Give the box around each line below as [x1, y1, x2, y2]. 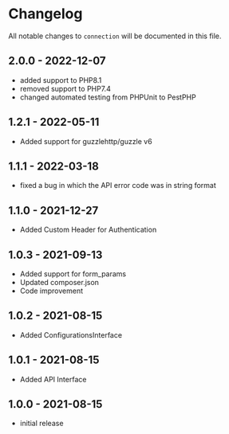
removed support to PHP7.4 [19, 84, 112, 93]
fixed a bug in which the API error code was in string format [19, 181, 217, 190]
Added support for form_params [19, 269, 126, 279]
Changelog [8, 5, 83, 23]
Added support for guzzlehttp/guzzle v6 [19, 136, 153, 146]
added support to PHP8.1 [19, 75, 102, 84]
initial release [19, 419, 64, 428]
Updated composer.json [19, 278, 100, 287]
